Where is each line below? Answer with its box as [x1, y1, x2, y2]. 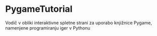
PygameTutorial [5, 3, 73, 15]
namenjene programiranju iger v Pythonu [5, 25, 91, 31]
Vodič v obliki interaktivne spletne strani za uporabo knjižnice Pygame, [5, 20, 152, 26]
